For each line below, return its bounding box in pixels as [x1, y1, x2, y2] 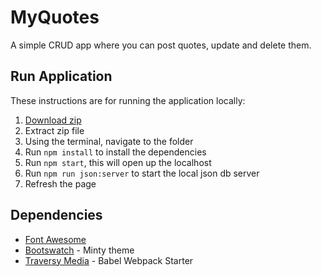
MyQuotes [10, 6, 100, 29]
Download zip [24, 114, 82, 126]
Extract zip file [24, 124, 85, 136]
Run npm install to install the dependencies [24, 146, 207, 158]
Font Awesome [24, 233, 87, 245]
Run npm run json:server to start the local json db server [24, 167, 260, 179]
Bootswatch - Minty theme [24, 244, 135, 256]
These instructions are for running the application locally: [10, 94, 246, 106]
